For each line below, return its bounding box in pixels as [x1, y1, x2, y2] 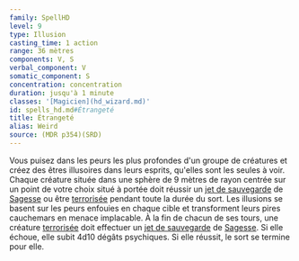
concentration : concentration [9, 80, 123, 89]
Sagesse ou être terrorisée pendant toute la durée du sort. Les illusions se [9, 193, 283, 203]
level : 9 [9, 22, 42, 31]
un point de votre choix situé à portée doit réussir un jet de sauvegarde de [9, 184, 284, 194]
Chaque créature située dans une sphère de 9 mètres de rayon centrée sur [9, 174, 286, 184]
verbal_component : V [9, 64, 87, 73]
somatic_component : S [9, 72, 91, 81]
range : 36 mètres [9, 47, 75, 56]
